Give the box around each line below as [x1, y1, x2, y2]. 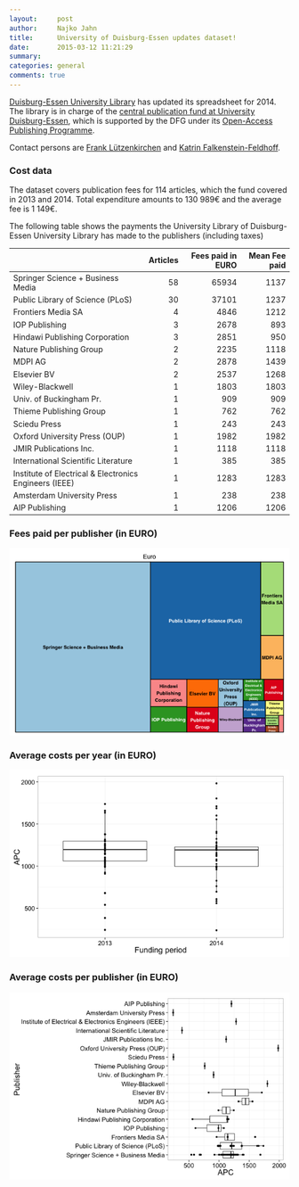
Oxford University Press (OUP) [12, 431, 126, 441]
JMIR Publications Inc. [12, 443, 95, 454]
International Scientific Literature [12, 456, 133, 466]
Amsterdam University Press [12, 490, 117, 500]
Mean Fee [248, 250, 287, 260]
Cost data [9, 164, 53, 177]
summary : [9, 52, 42, 62]
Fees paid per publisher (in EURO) [9, 527, 158, 540]
